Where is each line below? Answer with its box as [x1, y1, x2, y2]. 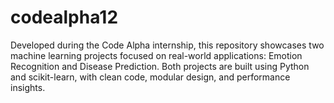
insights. [10, 81, 46, 93]
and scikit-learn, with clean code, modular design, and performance [10, 71, 291, 83]
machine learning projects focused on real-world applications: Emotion [10, 49, 303, 61]
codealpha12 [10, 6, 119, 29]
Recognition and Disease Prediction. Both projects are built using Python [10, 60, 310, 72]
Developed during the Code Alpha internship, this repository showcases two [10, 39, 325, 51]
